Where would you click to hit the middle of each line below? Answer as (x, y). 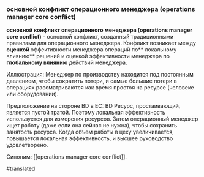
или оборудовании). (32, 94)
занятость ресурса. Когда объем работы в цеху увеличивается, (90, 132)
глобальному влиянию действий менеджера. (67, 62)
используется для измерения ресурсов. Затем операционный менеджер (102, 119)
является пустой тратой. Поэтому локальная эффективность (86, 113)
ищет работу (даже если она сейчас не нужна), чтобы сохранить (92, 126)
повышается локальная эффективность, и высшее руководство (90, 138)
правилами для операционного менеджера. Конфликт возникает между (101, 43)
